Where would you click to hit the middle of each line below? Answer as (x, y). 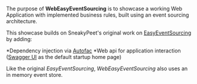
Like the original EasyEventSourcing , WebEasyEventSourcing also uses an (97, 69)
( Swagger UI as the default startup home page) (64, 57)
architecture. (22, 21)
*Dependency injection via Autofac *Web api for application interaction (93, 51)
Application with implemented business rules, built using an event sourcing (98, 15)
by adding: (19, 39)
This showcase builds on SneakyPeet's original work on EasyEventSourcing (99, 33)
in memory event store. (34, 75)
